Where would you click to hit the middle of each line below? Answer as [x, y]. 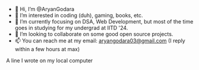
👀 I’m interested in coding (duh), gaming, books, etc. [79, 15]
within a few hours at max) [47, 49]
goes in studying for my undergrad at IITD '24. [71, 28]
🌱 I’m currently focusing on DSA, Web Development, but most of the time [104, 21]
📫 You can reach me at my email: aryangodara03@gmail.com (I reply [100, 41]
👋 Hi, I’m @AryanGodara [45, 9]
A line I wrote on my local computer [50, 61]
